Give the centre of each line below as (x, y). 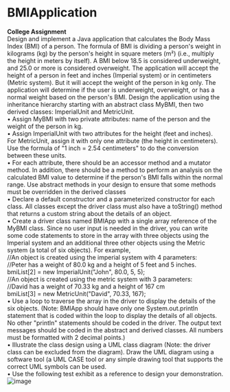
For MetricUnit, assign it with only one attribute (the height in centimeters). (113, 140)
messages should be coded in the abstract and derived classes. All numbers (115, 330)
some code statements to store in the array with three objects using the (108, 235)
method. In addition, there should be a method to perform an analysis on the (115, 170)
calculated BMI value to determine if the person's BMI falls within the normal (115, 177)
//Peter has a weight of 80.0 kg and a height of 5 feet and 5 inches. (102, 265)
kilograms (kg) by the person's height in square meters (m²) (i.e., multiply (111, 53)
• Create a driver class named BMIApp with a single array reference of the (112, 221)
